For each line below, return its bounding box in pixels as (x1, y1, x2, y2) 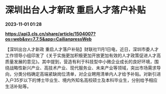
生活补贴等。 (5, 83, 31, 89)
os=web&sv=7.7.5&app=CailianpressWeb (5, 36, 92, 42)
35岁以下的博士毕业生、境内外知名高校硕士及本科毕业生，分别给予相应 (13, 77, 158, 83)
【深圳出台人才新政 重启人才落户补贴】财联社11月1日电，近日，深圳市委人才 (5, 46, 159, 52)
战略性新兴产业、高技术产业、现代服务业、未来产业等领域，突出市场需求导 (9, 65, 161, 71)
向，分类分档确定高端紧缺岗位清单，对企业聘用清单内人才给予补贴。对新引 (5, 71, 157, 77)
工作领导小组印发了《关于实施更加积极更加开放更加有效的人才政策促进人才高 (5, 52, 161, 58)
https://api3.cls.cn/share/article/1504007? (5, 31, 96, 37)
